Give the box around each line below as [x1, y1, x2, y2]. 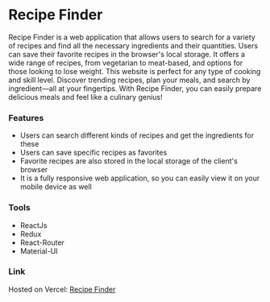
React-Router [19, 238, 64, 247]
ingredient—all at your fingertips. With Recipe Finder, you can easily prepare [8, 83, 262, 93]
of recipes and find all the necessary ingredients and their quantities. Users [8, 40, 259, 50]
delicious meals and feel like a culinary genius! [8, 92, 163, 101]
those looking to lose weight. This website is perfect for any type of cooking [8, 66, 261, 76]
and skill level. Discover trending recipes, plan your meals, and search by [8, 75, 251, 85]
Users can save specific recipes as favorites [19, 147, 168, 158]
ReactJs [19, 220, 48, 230]
